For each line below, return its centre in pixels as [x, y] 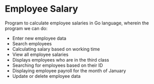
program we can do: [26, 28]
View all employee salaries [40, 54]
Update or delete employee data [46, 76]
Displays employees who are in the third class [61, 60]
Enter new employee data [39, 38]
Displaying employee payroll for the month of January [69, 71]
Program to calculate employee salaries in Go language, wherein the [77, 23]
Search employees [32, 43]
